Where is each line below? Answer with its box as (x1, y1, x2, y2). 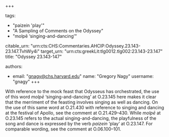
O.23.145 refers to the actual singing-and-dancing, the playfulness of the (5, 115, 156, 121)
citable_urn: (5, 43, 30, 49)
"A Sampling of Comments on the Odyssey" (12, 28, 103, 33)
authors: (5, 64, 23, 69)
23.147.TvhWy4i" (5, 49, 40, 54)
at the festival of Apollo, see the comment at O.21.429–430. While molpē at (5, 110, 161, 116)
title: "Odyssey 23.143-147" (5, 54, 62, 60)
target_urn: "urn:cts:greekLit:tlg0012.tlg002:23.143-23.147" (40, 49, 163, 54)
